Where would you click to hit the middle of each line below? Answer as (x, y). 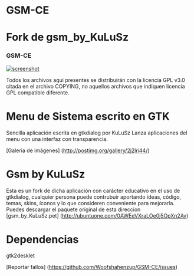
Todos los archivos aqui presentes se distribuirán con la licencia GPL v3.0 (96, 80)
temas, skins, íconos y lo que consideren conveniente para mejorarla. (91, 203)
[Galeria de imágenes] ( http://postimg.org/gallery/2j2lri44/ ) (78, 150)
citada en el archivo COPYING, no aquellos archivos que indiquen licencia (96, 86)
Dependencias (42, 239)
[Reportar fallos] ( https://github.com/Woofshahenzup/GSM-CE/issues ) (92, 267)
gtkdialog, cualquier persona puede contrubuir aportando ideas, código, (94, 197)
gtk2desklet (21, 256)
